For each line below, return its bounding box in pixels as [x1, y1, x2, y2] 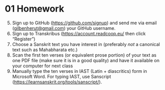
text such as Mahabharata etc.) [12, 47, 78, 53]
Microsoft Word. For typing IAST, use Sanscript [12, 73, 112, 79]
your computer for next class [12, 63, 73, 69]
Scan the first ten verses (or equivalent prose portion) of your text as [12, 52, 156, 58]
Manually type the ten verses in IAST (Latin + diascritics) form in [12, 68, 147, 74]
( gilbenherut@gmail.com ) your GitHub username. [12, 25, 116, 31]
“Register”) [12, 36, 36, 42]
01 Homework [5, 3, 65, 15]
